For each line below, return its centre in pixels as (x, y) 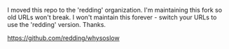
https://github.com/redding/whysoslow (64, 38)
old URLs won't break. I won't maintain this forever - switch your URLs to (112, 17)
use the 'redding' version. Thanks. (57, 24)
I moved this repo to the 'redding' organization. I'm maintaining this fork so (115, 10)
